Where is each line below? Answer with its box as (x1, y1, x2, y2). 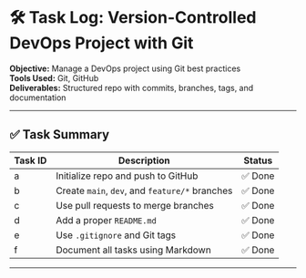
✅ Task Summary (9, 127, 110, 142)
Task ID (14, 154, 47, 167)
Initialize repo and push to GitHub (56, 170, 199, 182)
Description (117, 154, 170, 167)
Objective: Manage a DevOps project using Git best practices (9, 63, 241, 74)
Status (243, 154, 273, 167)
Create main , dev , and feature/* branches (56, 184, 233, 197)
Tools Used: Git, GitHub (9, 72, 99, 83)
